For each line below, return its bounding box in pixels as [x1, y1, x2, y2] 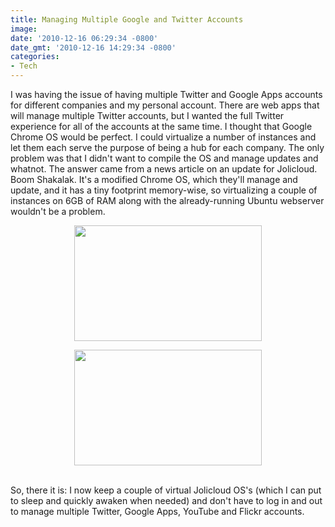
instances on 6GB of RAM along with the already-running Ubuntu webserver [10, 195, 325, 206]
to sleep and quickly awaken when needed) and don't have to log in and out [10, 495, 323, 506]
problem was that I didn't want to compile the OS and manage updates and [10, 152, 319, 164]
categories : [10, 52, 60, 62]
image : [10, 24, 38, 34]
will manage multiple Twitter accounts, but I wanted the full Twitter [10, 110, 285, 121]
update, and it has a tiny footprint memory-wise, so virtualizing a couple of [10, 184, 318, 196]
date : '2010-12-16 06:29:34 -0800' [10, 33, 159, 43]
